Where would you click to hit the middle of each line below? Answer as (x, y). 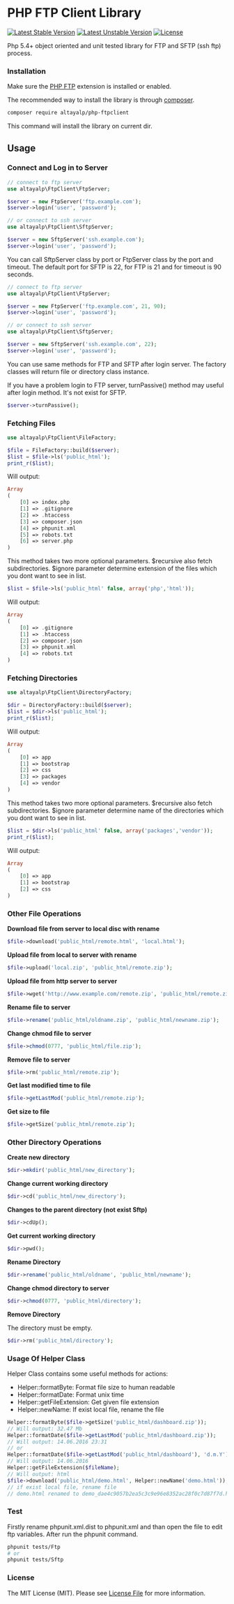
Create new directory (39, 1157)
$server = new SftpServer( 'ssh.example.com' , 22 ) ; (82, 344)
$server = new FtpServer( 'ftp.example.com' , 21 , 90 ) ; (87, 306)
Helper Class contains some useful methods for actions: (88, 1374)
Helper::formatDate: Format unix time (70, 1395)
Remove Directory (34, 1314)
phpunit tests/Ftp (34, 1547)
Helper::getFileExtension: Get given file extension (88, 1402)
